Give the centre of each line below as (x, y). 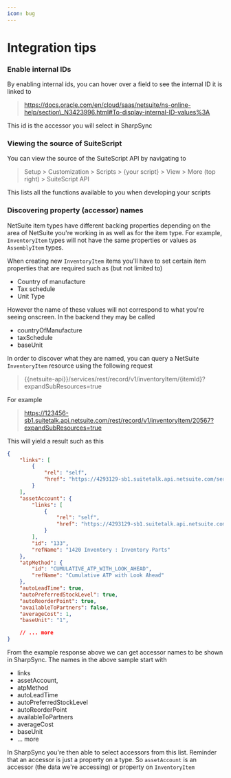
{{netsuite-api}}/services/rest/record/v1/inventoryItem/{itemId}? (114, 379)
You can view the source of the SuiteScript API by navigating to (97, 159)
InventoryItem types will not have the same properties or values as (102, 240)
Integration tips (52, 47)
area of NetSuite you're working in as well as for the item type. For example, (114, 232)
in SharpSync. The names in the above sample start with (87, 660)
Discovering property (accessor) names (75, 210)
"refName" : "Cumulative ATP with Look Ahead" (98, 576)
